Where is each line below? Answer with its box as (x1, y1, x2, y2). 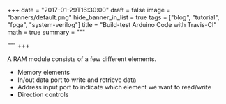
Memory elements (17, 69, 70, 76)
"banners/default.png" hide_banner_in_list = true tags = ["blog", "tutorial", (7, 13, 220, 21)
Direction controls (17, 90, 69, 98)
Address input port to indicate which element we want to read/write (17, 83, 211, 91)
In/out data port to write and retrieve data (17, 76, 137, 84)
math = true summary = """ (7, 28, 86, 36)
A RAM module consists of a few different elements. (7, 55, 157, 63)
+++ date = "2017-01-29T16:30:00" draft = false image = (7, 6, 171, 14)
